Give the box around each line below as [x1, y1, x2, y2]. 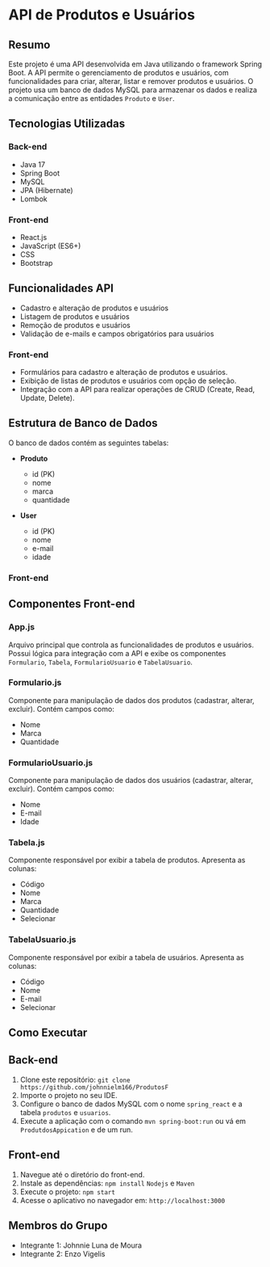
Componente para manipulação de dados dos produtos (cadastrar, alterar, [8, 695, 255, 705]
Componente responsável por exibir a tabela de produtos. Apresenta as [8, 855, 246, 865]
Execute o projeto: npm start [19, 1186, 115, 1197]
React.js [19, 232, 48, 242]
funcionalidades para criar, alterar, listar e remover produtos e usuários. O [8, 77, 254, 86]
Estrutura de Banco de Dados [8, 416, 159, 430]
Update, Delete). [19, 394, 75, 403]
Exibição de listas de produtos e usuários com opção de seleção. [19, 376, 237, 385]
